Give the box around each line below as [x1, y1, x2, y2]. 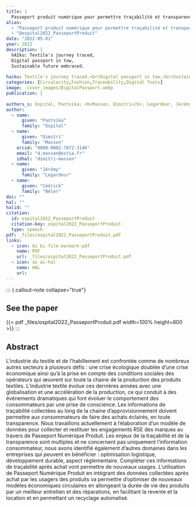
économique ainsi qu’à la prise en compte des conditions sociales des [6, 370, 174, 377]
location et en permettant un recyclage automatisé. [6, 495, 129, 502]
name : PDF [16, 249, 41, 254]
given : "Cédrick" [21, 183, 64, 189]
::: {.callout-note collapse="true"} [6, 286, 86, 293]
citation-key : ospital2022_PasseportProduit [11, 221, 121, 227]
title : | [6, 8, 27, 15]
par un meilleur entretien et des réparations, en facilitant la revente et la [6, 488, 178, 495]
